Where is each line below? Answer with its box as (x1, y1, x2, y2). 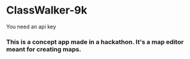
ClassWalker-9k (6, 4, 88, 17)
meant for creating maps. (6, 45, 82, 53)
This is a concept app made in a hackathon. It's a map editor (6, 38, 184, 46)
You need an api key (6, 23, 57, 30)
